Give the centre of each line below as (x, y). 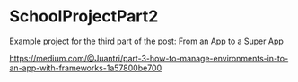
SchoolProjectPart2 (84, 16)
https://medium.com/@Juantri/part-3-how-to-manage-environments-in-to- (149, 58)
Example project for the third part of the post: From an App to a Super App (147, 41)
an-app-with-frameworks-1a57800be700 (86, 68)
